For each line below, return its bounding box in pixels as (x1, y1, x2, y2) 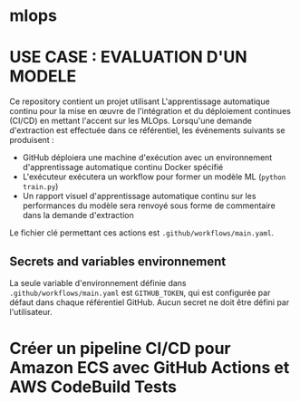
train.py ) (22, 181, 59, 192)
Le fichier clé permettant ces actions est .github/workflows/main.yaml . (9, 227, 275, 238)
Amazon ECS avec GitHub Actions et (9, 358, 290, 378)
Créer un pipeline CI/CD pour (9, 339, 231, 359)
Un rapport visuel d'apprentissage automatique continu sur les (22, 191, 256, 202)
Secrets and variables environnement (9, 254, 227, 269)
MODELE (9, 66, 77, 87)
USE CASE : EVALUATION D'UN (9, 47, 247, 68)
